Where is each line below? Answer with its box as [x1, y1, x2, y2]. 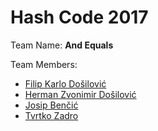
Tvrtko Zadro [24, 109, 79, 121]
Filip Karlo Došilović [24, 77, 107, 90]
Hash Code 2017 [10, 6, 149, 29]
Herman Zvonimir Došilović [24, 88, 137, 100]
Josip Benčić [24, 99, 79, 111]
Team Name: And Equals [10, 39, 114, 51]
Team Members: [10, 58, 78, 70]
